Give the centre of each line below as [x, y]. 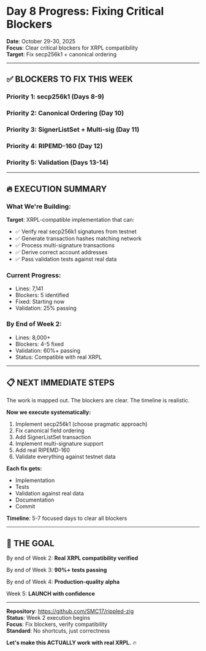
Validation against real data [49, 494]
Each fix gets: [24, 468]
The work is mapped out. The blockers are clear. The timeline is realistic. [98, 401]
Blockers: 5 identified [42, 295]
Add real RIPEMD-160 [43, 450]
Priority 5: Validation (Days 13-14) [58, 162]
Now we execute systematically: [49, 412]
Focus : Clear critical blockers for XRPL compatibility [72, 48]
